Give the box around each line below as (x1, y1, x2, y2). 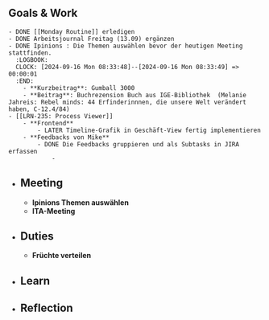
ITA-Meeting (31, 206, 76, 215)
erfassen (8, 147, 38, 155)
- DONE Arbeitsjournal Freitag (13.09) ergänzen (8, 35, 175, 43)
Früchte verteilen (31, 251, 91, 261)
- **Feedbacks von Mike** (23, 133, 110, 142)
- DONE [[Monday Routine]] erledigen (8, 27, 135, 35)
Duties (19, 229, 54, 244)
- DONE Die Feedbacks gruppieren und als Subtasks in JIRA (37, 140, 240, 148)
